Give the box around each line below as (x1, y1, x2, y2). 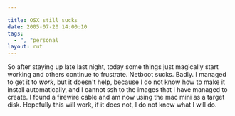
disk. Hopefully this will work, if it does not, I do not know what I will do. (7, 100, 217, 109)
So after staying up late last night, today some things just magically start (7, 63, 219, 71)
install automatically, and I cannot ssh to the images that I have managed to (7, 85, 228, 94)
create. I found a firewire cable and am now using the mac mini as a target (7, 93, 225, 102)
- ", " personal (14, 36, 59, 43)
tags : (7, 30, 23, 37)
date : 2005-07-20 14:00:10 (7, 23, 88, 31)
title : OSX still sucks (7, 16, 78, 23)
